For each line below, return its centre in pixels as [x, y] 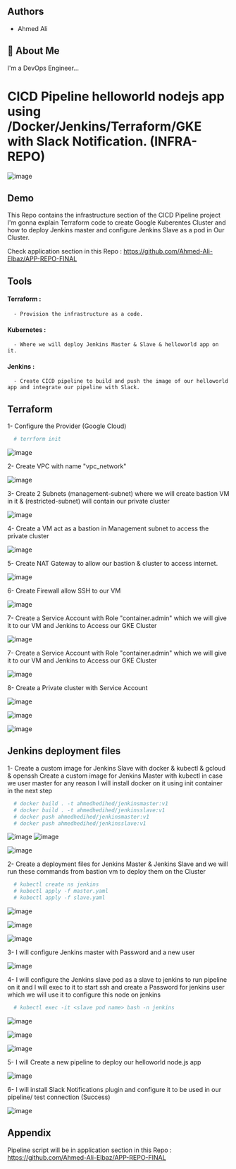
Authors [26, 12]
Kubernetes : [27, 330]
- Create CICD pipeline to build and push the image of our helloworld [121, 381]
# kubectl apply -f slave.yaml [60, 898]
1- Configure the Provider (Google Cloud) [67, 426]
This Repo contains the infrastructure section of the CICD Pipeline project [114, 215]
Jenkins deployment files [64, 751]
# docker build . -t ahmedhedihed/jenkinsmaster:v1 [91, 803]
